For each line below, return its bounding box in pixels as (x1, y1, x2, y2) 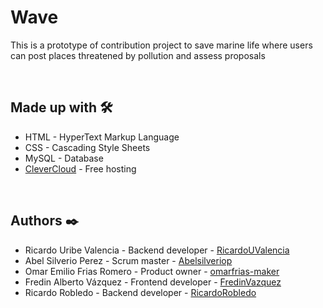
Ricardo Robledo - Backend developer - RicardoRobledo (24, 286, 257, 298)
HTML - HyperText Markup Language (24, 131, 180, 143)
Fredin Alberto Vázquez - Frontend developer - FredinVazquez (24, 276, 282, 288)
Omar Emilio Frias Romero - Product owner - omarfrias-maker (24, 265, 280, 277)
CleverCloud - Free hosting (24, 162, 137, 175)
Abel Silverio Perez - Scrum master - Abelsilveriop (24, 254, 233, 266)
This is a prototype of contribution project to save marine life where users (10, 39, 313, 51)
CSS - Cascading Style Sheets (24, 141, 151, 153)
